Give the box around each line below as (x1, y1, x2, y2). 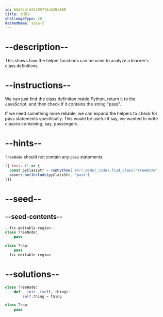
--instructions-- (5, 80, 71, 91)
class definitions (5, 63, 38, 69)
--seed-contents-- (5, 212, 63, 221)
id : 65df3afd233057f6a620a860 (5, 7, 66, 12)
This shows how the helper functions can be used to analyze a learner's (5, 58, 149, 64)
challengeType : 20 (5, 16, 42, 21)
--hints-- (5, 138, 42, 149)
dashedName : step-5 (5, 20, 45, 26)
